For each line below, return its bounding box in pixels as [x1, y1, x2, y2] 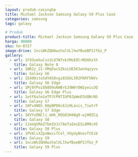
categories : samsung [5, 16, 48, 21]
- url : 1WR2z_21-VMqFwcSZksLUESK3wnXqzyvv [9, 67, 98, 72]
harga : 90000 [5, 39, 32, 44]
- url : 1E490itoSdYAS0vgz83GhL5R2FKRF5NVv [9, 76, 98, 81]
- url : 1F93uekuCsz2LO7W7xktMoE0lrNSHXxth [9, 57, 98, 62]
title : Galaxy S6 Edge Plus [14, 89, 71, 94]
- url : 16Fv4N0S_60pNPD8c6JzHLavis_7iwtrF [9, 103, 98, 109]
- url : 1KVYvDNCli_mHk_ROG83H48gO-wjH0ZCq [9, 113, 98, 118]
